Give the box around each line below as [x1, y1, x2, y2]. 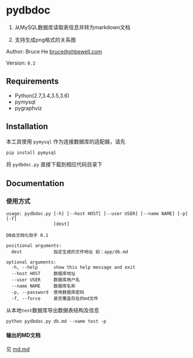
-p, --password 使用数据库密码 [11, 289, 85, 296]
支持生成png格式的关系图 [14, 36, 76, 43]
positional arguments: [6, 243, 62, 249]
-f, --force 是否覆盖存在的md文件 [11, 296, 99, 302]
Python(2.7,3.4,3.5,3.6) [14, 92, 69, 99]
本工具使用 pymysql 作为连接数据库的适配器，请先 [6, 138, 125, 145]
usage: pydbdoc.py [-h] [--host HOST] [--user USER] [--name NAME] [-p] [6, 211, 188, 217]
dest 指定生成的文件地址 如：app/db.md [11, 249, 128, 255]
